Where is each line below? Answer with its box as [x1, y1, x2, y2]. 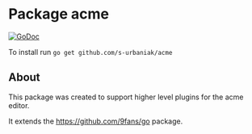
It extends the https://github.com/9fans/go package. [8, 116, 183, 126]
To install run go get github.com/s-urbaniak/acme [8, 47, 173, 57]
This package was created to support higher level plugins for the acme [8, 92, 244, 102]
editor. [8, 100, 30, 110]
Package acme [8, 5, 109, 23]
